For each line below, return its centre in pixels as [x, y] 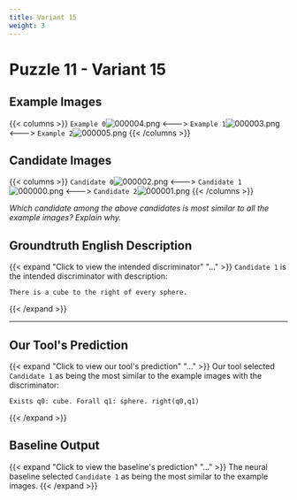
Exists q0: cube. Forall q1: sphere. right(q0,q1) [104, 401]
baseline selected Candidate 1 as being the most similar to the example [139, 476]
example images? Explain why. [65, 218]
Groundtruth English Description [101, 246]
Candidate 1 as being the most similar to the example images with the [136, 375]
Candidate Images [61, 160]
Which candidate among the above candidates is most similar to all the [139, 208]
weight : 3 [27, 26]
